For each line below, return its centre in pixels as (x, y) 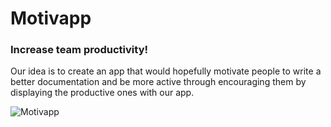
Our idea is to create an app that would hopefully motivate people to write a (166, 71)
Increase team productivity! (79, 50)
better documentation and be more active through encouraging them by (158, 82)
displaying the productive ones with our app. (102, 93)
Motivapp (51, 18)
